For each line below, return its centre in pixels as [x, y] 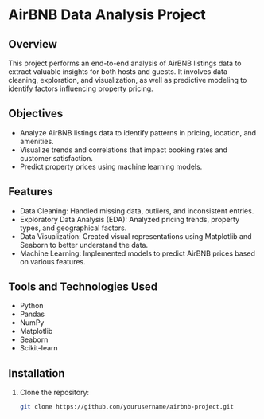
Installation [37, 373]
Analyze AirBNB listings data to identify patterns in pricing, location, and [138, 132]
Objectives [36, 114]
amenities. [37, 141]
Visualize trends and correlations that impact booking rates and [124, 150]
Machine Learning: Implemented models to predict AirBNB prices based [138, 253]
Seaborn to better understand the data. [84, 245]
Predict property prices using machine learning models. [111, 166]
